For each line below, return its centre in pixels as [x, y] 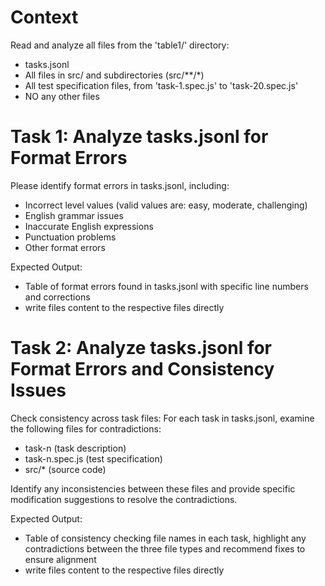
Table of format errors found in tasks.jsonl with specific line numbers [166, 286]
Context [44, 17]
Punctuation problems [70, 237]
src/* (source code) [65, 469]
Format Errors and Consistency [142, 369]
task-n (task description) [75, 448]
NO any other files [62, 96]
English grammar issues [74, 215]
